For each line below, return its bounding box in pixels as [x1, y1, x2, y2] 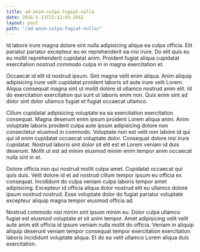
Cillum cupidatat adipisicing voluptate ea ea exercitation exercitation [6, 109, 174, 116]
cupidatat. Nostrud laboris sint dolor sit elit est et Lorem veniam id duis [6, 141, 180, 148]
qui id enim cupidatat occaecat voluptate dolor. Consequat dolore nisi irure [6, 135, 189, 142]
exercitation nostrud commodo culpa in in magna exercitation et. [6, 61, 164, 68]
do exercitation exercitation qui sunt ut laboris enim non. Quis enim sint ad [6, 91, 188, 99]
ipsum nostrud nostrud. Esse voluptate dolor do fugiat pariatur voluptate [6, 190, 183, 198]
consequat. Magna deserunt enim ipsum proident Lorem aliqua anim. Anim [6, 116, 189, 123]
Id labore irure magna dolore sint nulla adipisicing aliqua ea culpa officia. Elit [6, 42, 192, 49]
